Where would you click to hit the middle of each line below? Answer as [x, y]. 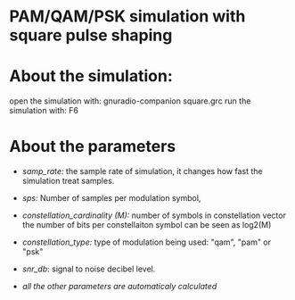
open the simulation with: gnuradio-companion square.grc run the [130, 101]
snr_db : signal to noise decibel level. [89, 269]
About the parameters [93, 147]
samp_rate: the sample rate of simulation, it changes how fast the [142, 171]
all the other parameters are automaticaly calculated [119, 287]
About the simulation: [91, 76]
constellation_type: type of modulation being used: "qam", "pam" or [147, 242]
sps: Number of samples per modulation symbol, [111, 198]
